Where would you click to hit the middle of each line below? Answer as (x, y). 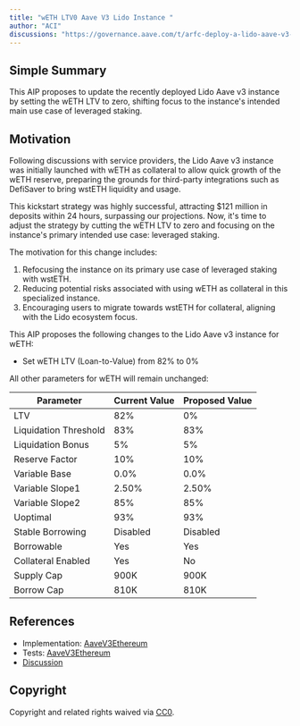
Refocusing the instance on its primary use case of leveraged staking (150, 270)
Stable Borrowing (50, 532)
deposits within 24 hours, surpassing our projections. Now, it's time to (138, 216)
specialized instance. (61, 298)
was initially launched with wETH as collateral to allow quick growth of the (145, 170)
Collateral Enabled (52, 561)
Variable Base (42, 473)
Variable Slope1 (47, 488)
